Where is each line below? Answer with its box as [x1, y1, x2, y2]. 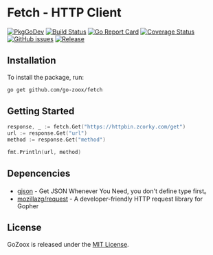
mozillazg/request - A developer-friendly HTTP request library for [16, 195, 203, 203]
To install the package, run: [7, 73, 85, 81]
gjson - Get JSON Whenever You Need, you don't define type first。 [16, 187, 211, 195]
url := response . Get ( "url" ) [7, 130, 88, 137]
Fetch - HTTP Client [7, 5, 122, 21]
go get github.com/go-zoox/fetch [7, 86, 103, 93]
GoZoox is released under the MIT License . [7, 240, 129, 248]
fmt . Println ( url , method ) [7, 149, 81, 156]
